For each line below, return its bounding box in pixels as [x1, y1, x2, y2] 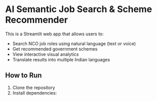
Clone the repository [12, 84, 55, 90]
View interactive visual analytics [12, 51, 79, 57]
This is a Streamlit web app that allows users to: [5, 31, 104, 37]
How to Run [5, 71, 42, 80]
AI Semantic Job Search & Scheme [5, 4, 152, 15]
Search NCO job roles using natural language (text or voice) [12, 40, 136, 46]
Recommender [5, 14, 68, 26]
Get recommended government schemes [12, 46, 98, 52]
